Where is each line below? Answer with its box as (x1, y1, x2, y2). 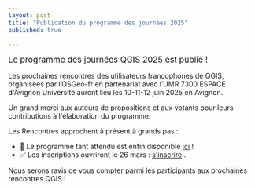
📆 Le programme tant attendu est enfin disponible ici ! (19, 142, 194, 152)
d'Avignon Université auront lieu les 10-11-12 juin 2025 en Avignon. (8, 88, 224, 97)
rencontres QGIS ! (8, 174, 67, 184)
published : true (8, 26, 61, 34)
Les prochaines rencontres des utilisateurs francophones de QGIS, (8, 71, 224, 81)
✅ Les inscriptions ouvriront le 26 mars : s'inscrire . (19, 150, 187, 159)
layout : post (8, 11, 51, 20)
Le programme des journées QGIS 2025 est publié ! (8, 54, 209, 65)
